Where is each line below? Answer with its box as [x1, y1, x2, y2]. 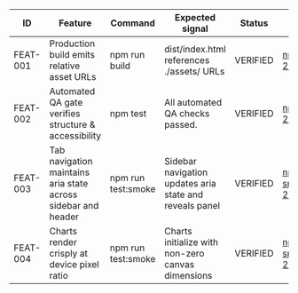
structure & [49, 119, 96, 131]
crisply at [49, 248, 89, 259]
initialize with [163, 236, 219, 248]
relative [49, 59, 81, 72]
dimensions [163, 270, 213, 281]
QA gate [49, 97, 83, 108]
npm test [109, 107, 147, 119]
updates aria [163, 178, 216, 189]
